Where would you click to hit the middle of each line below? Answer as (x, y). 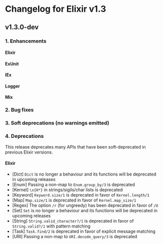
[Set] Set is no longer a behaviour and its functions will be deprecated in (85, 210)
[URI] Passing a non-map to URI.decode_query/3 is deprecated (75, 236)
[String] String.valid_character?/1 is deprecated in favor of (73, 221)
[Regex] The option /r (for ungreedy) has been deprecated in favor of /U (85, 205)
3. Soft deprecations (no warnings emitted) (57, 123)
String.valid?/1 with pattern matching (51, 226)
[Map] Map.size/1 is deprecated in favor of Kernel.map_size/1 (74, 200)
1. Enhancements (26, 41)
